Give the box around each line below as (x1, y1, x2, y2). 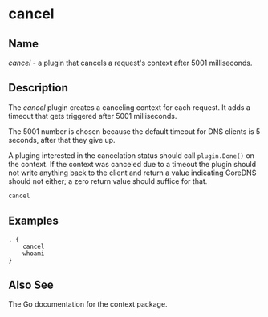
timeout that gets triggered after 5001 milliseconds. (8, 111, 177, 120)
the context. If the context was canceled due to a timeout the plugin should (8, 159, 257, 169)
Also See (8, 278, 54, 291)
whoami (22, 250, 45, 258)
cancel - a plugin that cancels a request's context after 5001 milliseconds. (8, 58, 253, 67)
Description (8, 81, 68, 95)
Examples (8, 214, 59, 228)
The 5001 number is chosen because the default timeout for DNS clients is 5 (8, 126, 261, 136)
